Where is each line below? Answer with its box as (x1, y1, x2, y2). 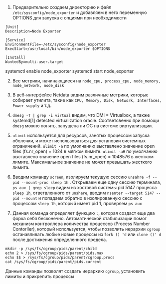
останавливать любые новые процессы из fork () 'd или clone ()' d (12, 232, 162, 237)
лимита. (12, 164, 30, 170)
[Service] (5, 37, 26, 42)
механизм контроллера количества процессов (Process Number (12, 221, 151, 227)
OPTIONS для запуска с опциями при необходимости (12, 15, 127, 20)
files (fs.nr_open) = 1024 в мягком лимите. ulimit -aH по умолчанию (12, 148, 158, 154)
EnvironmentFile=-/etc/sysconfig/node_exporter (5, 42, 106, 47)
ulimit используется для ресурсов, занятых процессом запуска (12, 132, 150, 138)
